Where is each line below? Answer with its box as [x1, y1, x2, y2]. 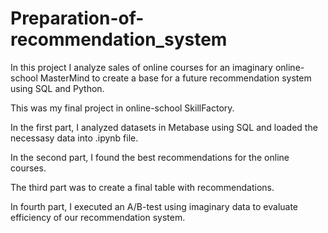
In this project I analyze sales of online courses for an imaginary [10, 61, 273, 73]
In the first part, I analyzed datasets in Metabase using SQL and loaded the [10, 121, 318, 133]
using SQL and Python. [10, 82, 105, 94]
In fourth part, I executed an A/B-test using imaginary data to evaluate [10, 200, 299, 212]
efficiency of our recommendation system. [10, 211, 186, 223]
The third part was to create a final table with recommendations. [10, 181, 275, 193]
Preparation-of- [10, 7, 145, 30]
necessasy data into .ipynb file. [10, 132, 139, 144]
